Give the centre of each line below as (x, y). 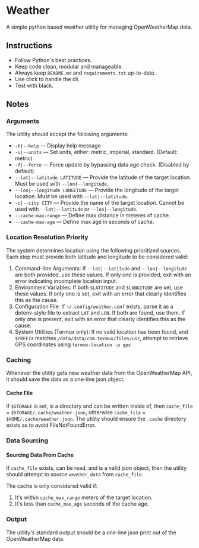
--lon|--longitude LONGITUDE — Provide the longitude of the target (97, 190)
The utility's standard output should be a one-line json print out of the (91, 532)
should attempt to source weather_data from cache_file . (75, 475)
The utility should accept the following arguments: (67, 134)
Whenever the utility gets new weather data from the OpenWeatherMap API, (99, 373)
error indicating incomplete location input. (66, 281)
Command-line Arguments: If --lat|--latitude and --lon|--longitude (101, 268)
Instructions (29, 46)
